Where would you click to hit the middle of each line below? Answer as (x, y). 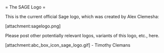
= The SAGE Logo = (26, 7)
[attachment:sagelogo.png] (33, 26)
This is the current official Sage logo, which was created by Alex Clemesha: (82, 16)
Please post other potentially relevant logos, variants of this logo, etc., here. (82, 36)
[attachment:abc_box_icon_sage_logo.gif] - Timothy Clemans (68, 45)
